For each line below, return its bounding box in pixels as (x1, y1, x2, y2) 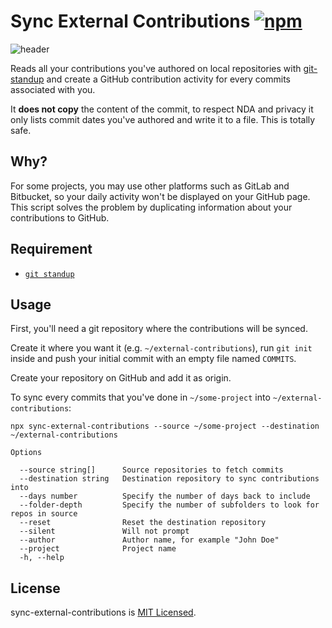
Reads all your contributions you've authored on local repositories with (10, 62, 302, 74)
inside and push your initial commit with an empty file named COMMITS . (10, 353, 297, 365)
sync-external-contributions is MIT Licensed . (10, 606, 197, 619)
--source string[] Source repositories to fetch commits (19, 465, 284, 475)
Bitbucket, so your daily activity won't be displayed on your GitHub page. (10, 190, 311, 202)
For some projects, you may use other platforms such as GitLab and (10, 180, 290, 192)
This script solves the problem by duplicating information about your (10, 201, 293, 213)
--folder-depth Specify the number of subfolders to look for (19, 500, 320, 510)
